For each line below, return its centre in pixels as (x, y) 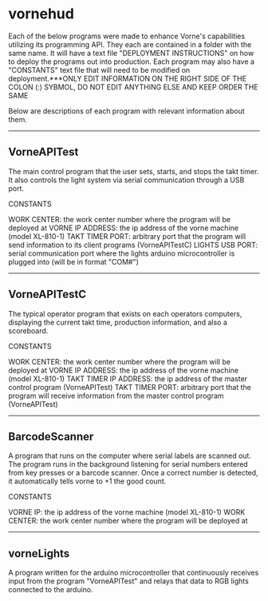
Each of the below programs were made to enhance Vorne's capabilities (127, 36)
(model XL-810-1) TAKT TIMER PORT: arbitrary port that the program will (127, 236)
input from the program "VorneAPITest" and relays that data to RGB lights (128, 581)
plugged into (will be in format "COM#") (74, 261)
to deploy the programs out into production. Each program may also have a (132, 62)
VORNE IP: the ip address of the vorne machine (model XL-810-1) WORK (127, 512)
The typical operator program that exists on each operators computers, (125, 313)
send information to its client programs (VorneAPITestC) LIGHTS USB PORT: (133, 245)
